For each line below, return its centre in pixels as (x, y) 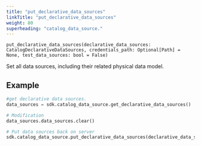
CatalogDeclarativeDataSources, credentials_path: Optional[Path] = (93, 50)
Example (23, 85)
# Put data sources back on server (51, 132)
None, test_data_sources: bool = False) (57, 55)
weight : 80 (20, 23)
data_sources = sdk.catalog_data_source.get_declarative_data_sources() (99, 104)
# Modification (25, 115)
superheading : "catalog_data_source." (54, 28)
